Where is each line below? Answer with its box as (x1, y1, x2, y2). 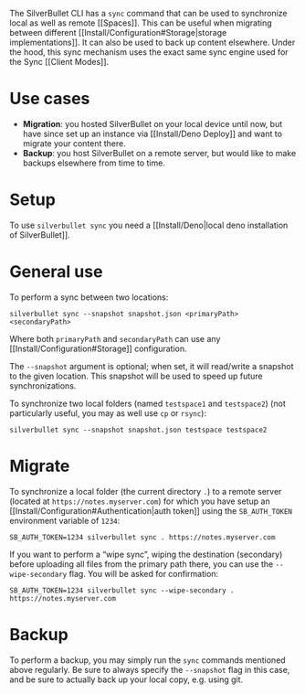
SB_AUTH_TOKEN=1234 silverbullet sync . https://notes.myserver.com (9, 532, 276, 542)
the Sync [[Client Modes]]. (9, 57, 110, 67)
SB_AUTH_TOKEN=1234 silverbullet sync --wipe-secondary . (9, 585, 235, 595)
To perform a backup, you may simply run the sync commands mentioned (9, 654, 286, 666)
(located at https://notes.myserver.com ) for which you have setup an (9, 496, 271, 507)
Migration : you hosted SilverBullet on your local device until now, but (22, 118, 283, 129)
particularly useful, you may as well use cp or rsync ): (9, 407, 207, 419)
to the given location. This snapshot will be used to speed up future (9, 370, 263, 381)
